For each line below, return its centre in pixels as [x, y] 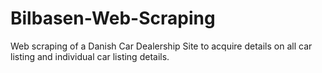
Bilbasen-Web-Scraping [113, 18]
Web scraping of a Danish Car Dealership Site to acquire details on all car [161, 46]
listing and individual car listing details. [90, 56]
